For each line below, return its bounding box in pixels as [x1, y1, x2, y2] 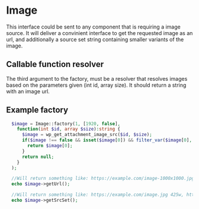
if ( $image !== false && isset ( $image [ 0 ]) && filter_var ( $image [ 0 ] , [21, 137, 192, 143]
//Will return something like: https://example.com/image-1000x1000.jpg [11, 176, 195, 182]
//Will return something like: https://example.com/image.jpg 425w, [11, 192, 184, 198]
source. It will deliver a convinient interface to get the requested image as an [6, 29, 193, 36]
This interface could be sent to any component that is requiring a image [6, 23, 181, 30]
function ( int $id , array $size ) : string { [17, 126, 120, 132]
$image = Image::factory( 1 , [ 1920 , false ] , [11, 121, 120, 126]
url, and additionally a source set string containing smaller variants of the [6, 36, 184, 43]
